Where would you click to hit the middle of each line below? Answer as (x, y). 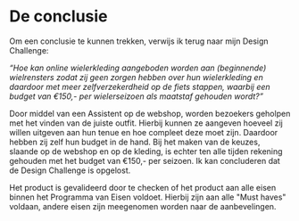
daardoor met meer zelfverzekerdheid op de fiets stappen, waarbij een (140, 86)
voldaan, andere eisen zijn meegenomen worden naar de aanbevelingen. (143, 206)
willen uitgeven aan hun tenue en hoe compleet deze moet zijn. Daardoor (144, 132)
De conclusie (59, 16)
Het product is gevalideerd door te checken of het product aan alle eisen (143, 187)
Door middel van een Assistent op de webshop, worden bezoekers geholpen (150, 113)
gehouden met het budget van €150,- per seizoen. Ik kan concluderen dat (145, 160)
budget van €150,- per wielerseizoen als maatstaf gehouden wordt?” (136, 96)
